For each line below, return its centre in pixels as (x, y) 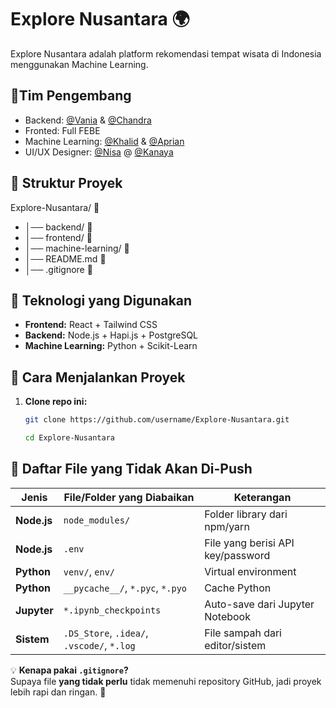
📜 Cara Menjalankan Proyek (98, 377)
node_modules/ (97, 520)
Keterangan (262, 497)
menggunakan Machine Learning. (79, 64)
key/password (237, 555)
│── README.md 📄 (65, 258)
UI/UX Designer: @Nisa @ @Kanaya (99, 152)
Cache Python (238, 588)
